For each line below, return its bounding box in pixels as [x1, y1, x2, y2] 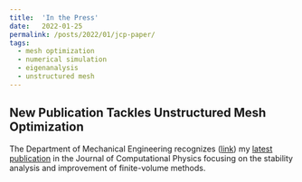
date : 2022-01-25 [9, 22, 83, 31]
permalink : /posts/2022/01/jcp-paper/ [9, 30, 156, 39]
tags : [9, 38, 30, 48]
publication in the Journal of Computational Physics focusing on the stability [9, 152, 294, 163]
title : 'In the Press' [9, 13, 99, 23]
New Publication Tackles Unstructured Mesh [9, 105, 267, 121]
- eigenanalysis [17, 64, 79, 73]
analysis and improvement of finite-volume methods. [9, 162, 206, 173]
